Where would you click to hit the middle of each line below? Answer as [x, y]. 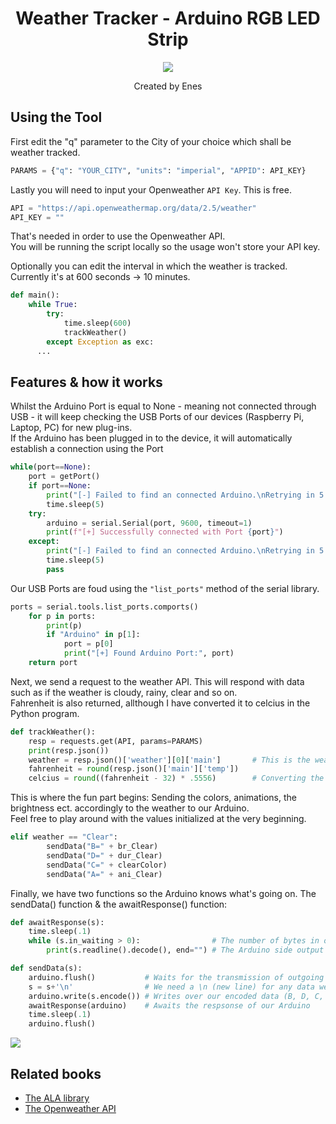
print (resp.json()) [69, 750]
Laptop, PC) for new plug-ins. [71, 428]
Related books [56, 1073]
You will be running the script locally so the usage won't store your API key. [165, 247]
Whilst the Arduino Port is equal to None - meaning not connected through [163, 406]
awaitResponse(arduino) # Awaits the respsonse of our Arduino [169, 1005]
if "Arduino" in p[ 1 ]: [93, 635]
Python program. [45, 713]
